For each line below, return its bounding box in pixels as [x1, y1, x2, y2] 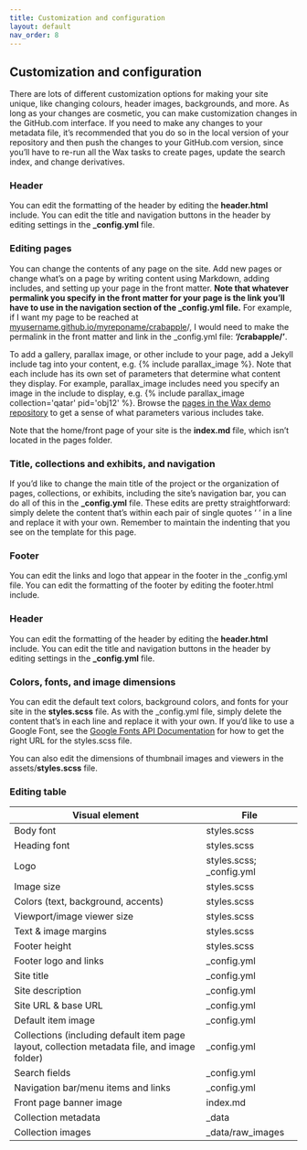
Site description [14, 985, 82, 997]
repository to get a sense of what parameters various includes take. [9, 407, 265, 418]
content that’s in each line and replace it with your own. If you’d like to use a [9, 715, 295, 727]
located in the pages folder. [9, 434, 112, 445]
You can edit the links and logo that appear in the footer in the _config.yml [9, 570, 288, 581]
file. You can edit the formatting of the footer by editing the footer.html [9, 580, 274, 591]
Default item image [14, 1014, 96, 1027]
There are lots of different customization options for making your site [9, 89, 269, 100]
